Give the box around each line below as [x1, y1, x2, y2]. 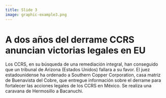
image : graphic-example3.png [5, 12, 67, 17]
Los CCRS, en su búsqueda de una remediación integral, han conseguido [5, 61, 158, 67]
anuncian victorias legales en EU [5, 44, 146, 56]
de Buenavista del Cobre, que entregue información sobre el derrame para [5, 77, 161, 83]
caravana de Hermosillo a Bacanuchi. [5, 88, 83, 94]
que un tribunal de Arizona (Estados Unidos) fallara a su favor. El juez [5, 67, 150, 73]
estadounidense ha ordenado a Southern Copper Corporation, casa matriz [5, 72, 161, 78]
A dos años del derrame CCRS [5, 34, 135, 45]
